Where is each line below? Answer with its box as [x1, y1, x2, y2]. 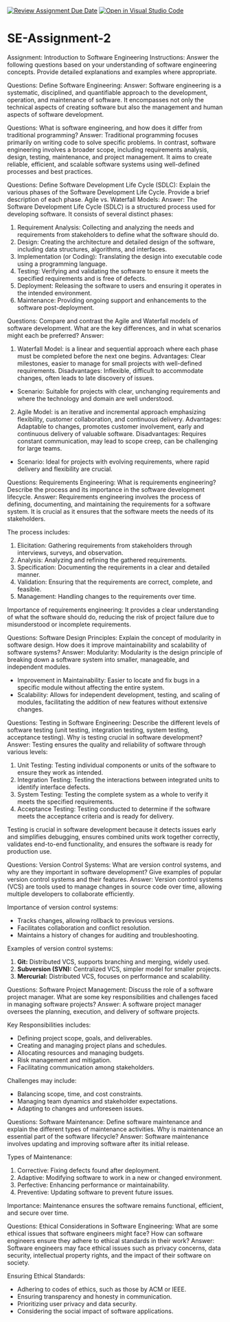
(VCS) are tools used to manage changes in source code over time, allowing [7, 882, 222, 891]
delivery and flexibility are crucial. [16, 464, 113, 473]
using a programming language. [16, 260, 108, 268]
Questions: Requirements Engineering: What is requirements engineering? [7, 478, 216, 486]
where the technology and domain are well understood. [16, 394, 174, 402]
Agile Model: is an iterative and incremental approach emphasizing [16, 407, 206, 415]
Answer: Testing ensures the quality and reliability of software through [7, 740, 206, 749]
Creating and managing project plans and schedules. [16, 1041, 167, 1049]
